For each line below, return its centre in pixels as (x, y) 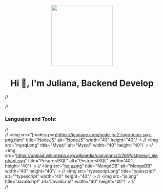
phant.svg (15, 161)
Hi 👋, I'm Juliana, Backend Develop (82, 83)
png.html (14, 140)
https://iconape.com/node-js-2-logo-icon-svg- (105, 135)
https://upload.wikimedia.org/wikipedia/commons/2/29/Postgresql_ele (87, 155)
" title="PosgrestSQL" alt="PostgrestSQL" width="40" (79, 161)
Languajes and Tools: (31, 119)
